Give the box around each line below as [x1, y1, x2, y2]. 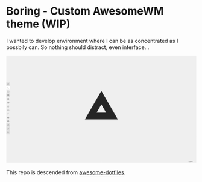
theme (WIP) [6, 17, 71, 31]
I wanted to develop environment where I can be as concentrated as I [6, 37, 178, 44]
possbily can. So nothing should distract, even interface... [6, 44, 150, 51]
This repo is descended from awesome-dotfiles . [6, 169, 126, 176]
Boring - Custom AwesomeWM [6, 4, 164, 18]
